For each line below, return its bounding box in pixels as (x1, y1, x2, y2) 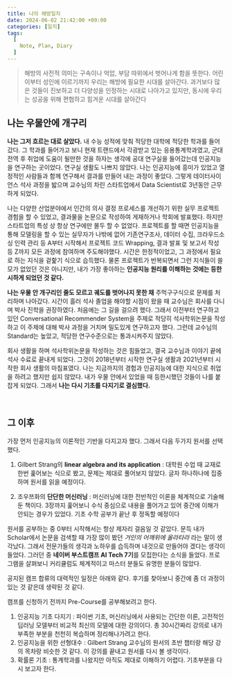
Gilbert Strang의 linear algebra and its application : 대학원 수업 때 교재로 (17, 460, 222, 468)
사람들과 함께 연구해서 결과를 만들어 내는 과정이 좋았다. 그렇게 (25, 172, 192, 180)
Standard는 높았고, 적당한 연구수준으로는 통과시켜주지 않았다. (7, 332, 174, 340)
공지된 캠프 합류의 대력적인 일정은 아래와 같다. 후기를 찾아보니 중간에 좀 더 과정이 (7, 574, 225, 582)
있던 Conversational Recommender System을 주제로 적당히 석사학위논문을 (7, 314, 213, 322)
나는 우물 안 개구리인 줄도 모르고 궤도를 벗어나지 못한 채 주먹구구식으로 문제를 (7, 288, 213, 296)
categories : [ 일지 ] (7, 23, 61, 30)
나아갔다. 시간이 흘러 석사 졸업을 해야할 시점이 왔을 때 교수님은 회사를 (25, 297, 213, 305)
